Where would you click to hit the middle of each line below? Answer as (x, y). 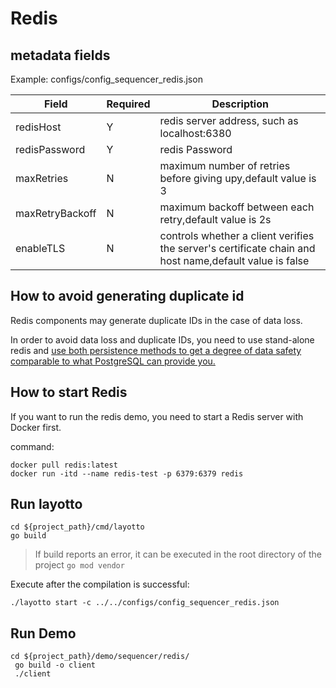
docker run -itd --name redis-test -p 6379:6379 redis (127, 473)
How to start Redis (69, 392)
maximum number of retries (225, 165)
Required (128, 104)
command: (32, 446)
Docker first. (36, 427)
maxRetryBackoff (56, 213)
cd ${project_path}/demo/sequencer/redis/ (100, 657)
